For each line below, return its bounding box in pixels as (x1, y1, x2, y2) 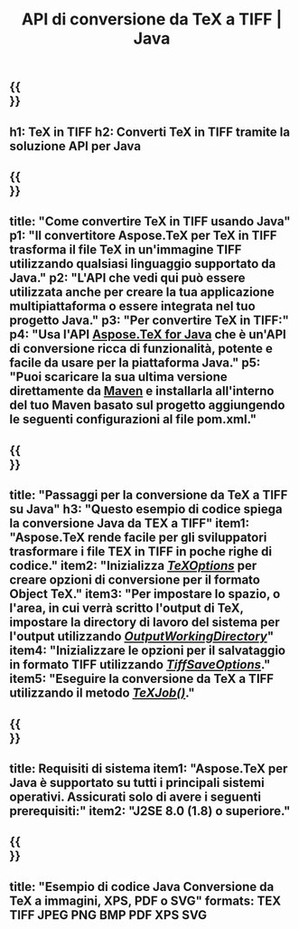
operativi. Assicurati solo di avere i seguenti (9, 789, 262, 804)
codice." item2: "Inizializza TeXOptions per (9, 558, 257, 574)
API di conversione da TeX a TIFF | (21, 9, 283, 30)
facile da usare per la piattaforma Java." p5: (9, 355, 261, 371)
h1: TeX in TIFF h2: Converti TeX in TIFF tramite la (9, 124, 291, 139)
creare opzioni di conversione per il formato (9, 573, 260, 588)
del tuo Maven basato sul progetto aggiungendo (9, 398, 285, 413)
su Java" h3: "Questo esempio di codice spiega (9, 502, 283, 517)
